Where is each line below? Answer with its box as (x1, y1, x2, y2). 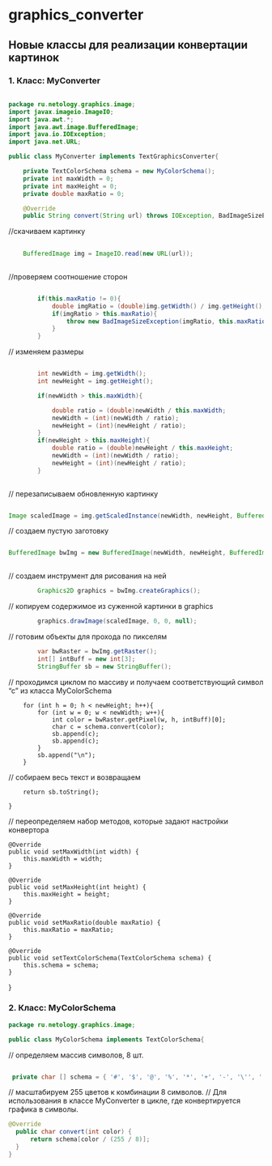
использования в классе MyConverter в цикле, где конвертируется (8, 1096, 241, 1106)
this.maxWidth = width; (23, 854, 104, 863)
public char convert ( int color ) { (15, 1128, 132, 1136)
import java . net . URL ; (8, 138, 82, 147)
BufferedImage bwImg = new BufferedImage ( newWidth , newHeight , (8, 549, 227, 557)
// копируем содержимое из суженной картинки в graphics (8, 602, 214, 611)
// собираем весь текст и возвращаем (8, 772, 141, 782)
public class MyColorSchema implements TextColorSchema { (8, 1035, 205, 1044)
